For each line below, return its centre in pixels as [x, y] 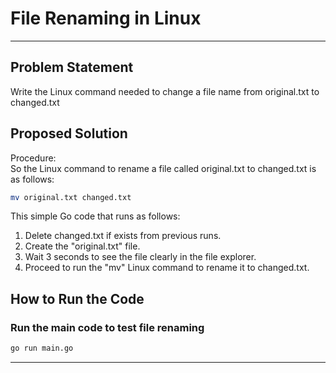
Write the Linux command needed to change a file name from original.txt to [165, 91]
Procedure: [33, 158]
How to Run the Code [77, 298]
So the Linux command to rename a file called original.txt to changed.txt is [163, 168]
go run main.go [42, 348]
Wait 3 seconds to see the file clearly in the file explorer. [140, 257]
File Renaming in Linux [106, 18]
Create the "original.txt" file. [82, 246]
